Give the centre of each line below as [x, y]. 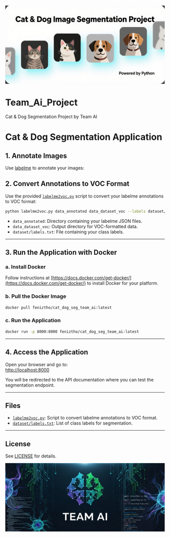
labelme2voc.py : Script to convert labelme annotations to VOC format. [85, 418]
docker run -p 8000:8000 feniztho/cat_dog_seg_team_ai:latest [72, 332]
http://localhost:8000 [27, 370]
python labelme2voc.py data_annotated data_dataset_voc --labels [75, 211]
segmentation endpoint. [30, 385]
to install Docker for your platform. [122, 283]
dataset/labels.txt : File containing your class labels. [68, 232]
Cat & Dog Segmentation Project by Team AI [51, 117]
